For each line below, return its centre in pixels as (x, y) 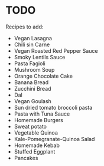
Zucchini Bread (32, 88)
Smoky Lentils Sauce (40, 57)
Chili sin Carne (32, 44)
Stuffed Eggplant (35, 151)
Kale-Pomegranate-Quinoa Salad (54, 139)
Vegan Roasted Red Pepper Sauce (56, 50)
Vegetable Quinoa (36, 133)
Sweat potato (30, 126)
